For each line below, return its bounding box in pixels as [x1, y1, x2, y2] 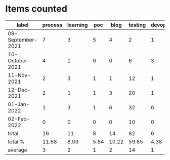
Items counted [5, 3, 67, 15]
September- [8, 36, 38, 43]
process [42, 21, 63, 28]
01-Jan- [8, 101, 30, 108]
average [8, 146, 27, 153]
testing [128, 21, 146, 28]
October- [8, 57, 31, 64]
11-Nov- [8, 71, 31, 78]
